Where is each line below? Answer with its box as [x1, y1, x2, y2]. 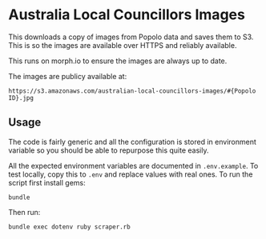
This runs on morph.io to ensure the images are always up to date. [8, 56, 228, 66]
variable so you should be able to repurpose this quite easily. [8, 145, 209, 155]
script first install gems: [8, 177, 86, 187]
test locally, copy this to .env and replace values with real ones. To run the [8, 169, 253, 179]
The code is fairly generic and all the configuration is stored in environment [8, 137, 256, 146]
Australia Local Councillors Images [8, 6, 246, 24]
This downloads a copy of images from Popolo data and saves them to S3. [8, 32, 254, 42]
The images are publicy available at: [8, 71, 127, 81]
